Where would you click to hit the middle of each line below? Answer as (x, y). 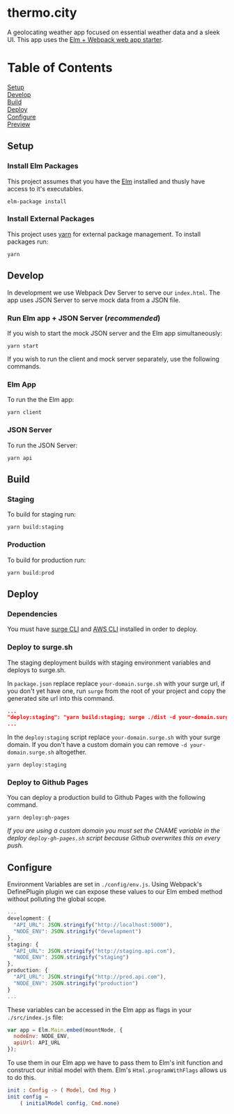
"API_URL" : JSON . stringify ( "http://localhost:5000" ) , (93, 925)
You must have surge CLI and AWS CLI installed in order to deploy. (103, 629)
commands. (24, 366)
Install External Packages (51, 219)
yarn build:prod (31, 573)
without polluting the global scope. (57, 899)
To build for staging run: (42, 514)
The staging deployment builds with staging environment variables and (109, 662)
